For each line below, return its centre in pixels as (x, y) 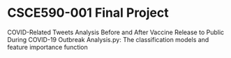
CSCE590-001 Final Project (88, 13)
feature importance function (48, 47)
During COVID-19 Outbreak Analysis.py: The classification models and (108, 39)
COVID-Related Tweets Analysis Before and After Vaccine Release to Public (116, 32)
